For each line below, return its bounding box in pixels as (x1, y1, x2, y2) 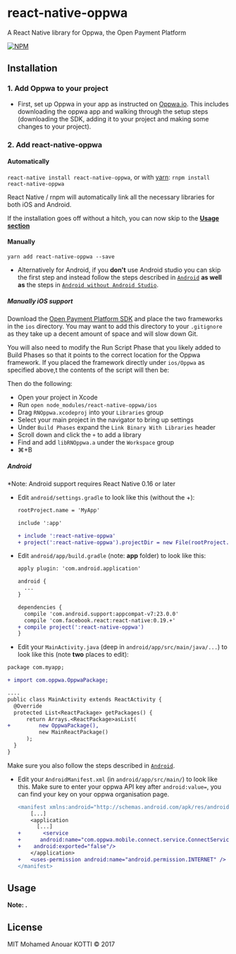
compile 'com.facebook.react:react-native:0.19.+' (24, 617, 176, 624)
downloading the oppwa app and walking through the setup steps (17, 107, 209, 116)
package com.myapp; (7, 664, 65, 671)
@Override (13, 702, 42, 710)
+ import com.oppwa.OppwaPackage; (7, 677, 109, 684)
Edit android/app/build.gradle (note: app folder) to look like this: (17, 552, 206, 560)
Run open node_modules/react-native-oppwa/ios (17, 400, 157, 409)
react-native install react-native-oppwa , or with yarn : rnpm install (7, 173, 210, 181)
